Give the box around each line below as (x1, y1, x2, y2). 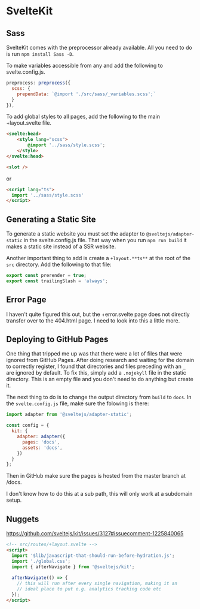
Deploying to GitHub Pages (6, 334, 109, 345)
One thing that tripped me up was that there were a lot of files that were (6, 350, 183, 357)
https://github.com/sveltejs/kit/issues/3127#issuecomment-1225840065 (6, 530, 184, 537)
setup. (6, 496, 22, 504)
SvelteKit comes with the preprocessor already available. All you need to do (6, 44, 192, 51)
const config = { (6, 423, 50, 429)
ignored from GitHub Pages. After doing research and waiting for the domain (6, 357, 195, 364)
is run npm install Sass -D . (6, 50, 74, 58)
